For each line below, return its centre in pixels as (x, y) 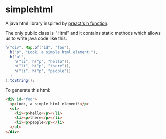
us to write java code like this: (36, 38)
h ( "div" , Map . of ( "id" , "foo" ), (38, 47)
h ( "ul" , (18, 57)
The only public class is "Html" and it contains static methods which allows (83, 33)
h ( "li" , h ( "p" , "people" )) (43, 71)
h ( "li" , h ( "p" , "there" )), (43, 66)
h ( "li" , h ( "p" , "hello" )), (43, 61)
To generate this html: (28, 90)
